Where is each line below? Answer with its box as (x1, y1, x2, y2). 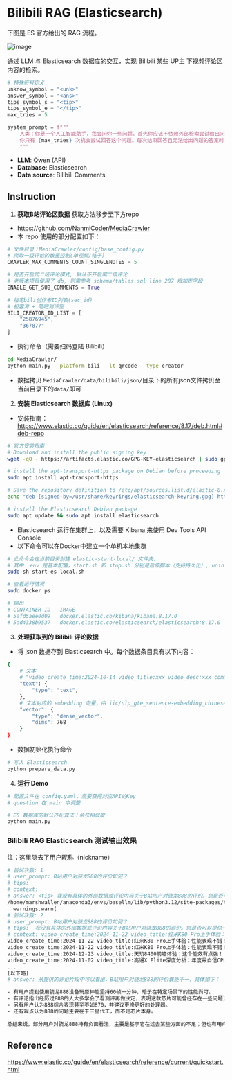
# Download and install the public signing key (7, 449, 147, 456)
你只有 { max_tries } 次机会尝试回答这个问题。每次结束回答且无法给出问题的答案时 (19, 136, 224, 143)
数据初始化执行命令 (17, 745, 72, 753)
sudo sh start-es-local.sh (7, 568, 85, 576)
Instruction (7, 191, 56, 202)
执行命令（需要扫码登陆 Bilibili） (17, 342, 108, 351)
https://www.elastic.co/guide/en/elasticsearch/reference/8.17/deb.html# (17, 421, 223, 430)
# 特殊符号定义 (7, 79, 45, 86)
